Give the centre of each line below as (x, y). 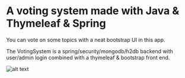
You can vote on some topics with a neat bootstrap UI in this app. (86, 40)
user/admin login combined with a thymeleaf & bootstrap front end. (88, 57)
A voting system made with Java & (93, 11)
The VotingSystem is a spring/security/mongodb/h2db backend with (90, 51)
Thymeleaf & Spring (56, 23)
